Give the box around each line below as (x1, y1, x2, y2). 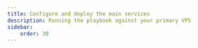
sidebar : (7, 23, 33, 30)
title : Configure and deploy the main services (7, 10, 151, 18)
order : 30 (20, 30, 49, 37)
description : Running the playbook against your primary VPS (7, 17, 192, 24)
